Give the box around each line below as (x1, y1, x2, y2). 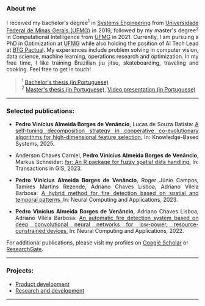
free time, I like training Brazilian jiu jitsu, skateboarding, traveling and (6, 59, 199, 66)
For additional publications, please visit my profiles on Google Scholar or (6, 239, 189, 246)
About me (6, 4, 37, 13)
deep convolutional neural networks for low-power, (15, 221, 168, 228)
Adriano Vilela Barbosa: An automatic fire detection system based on (15, 215, 199, 222)
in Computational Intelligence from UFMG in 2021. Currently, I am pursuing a (6, 33, 199, 40)
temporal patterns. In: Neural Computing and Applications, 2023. (15, 196, 178, 204)
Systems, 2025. (15, 140, 55, 148)
